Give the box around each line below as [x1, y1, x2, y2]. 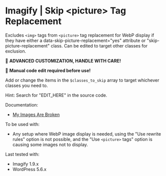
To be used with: [5, 121, 40, 127]
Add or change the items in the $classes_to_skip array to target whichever [5, 77, 159, 83]
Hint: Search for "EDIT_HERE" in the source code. [5, 92, 107, 98]
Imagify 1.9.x [12, 160, 39, 167]
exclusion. [5, 48, 27, 54]
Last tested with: [5, 151, 40, 157]
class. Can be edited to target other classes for [51, 42, 148, 48]
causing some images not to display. [12, 141, 88, 147]
